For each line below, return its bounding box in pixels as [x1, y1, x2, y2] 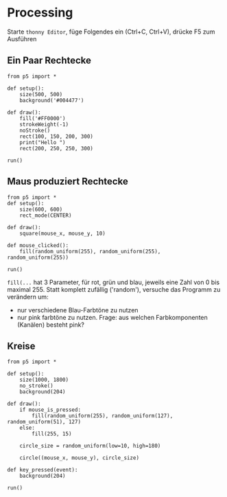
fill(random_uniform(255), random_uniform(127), [32, 413, 174, 419]
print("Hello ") [19, 139, 67, 146]
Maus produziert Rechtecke [7, 176, 128, 187]
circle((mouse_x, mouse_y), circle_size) [19, 454, 139, 461]
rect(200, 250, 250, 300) [19, 145, 94, 152]
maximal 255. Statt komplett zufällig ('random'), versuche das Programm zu [7, 285, 221, 293]
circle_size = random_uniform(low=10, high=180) [19, 443, 161, 450]
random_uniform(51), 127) [7, 419, 81, 426]
